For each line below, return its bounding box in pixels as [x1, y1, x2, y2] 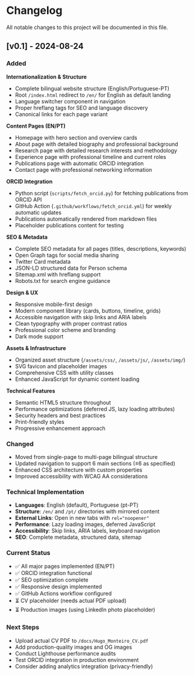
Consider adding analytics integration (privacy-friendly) [14, 663, 154, 670]
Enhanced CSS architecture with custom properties [14, 466, 143, 473]
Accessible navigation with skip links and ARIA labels [14, 313, 147, 320]
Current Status [6, 548, 51, 557]
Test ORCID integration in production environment [14, 656, 139, 663]
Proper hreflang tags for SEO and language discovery [14, 104, 148, 111]
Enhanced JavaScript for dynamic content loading [14, 375, 140, 383]
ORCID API [14, 196, 42, 203]
